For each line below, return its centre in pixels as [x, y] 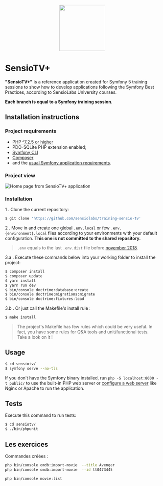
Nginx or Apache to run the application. [45, 388]
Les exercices [27, 444]
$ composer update [24, 276]
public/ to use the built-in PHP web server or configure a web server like [83, 383]
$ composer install [25, 272]
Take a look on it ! [35, 337]
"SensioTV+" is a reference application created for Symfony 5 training [76, 81]
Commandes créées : [27, 456]
